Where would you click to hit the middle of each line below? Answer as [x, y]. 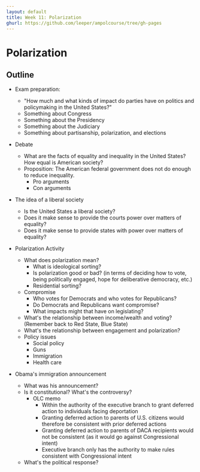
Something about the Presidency [64, 120]
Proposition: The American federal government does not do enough [107, 169]
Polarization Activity [40, 249]
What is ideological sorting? [67, 267]
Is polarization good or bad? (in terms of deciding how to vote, [110, 273]
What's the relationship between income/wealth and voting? [98, 318]
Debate [24, 144]
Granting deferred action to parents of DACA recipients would [118, 431]
